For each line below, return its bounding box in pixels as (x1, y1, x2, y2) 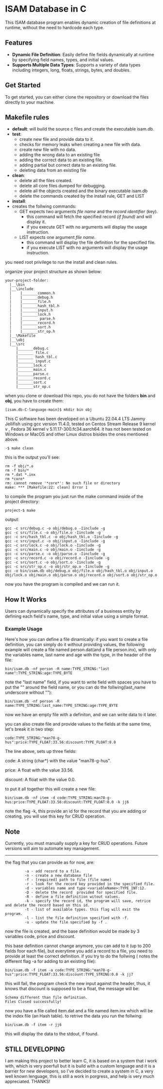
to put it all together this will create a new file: (5, 786, 96, 792)
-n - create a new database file (24, 873, 92, 878)
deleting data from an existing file (19, 168, 86, 173)
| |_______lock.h (9, 312, 51, 317)
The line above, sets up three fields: (5, 749, 77, 754)
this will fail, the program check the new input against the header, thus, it (5, 981, 150, 987)
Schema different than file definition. (5, 995, 88, 1000)
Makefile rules (5, 113, 49, 121)
